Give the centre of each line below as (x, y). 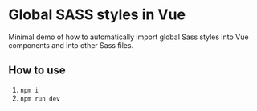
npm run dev (40, 99)
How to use (37, 71)
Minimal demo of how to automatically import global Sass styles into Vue (128, 37)
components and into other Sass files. (71, 45)
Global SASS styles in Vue (97, 15)
